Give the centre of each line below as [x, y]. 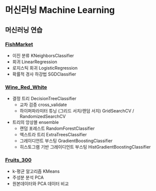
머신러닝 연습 [24, 30]
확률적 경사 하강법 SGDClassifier [44, 74]
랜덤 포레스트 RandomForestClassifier [57, 128]
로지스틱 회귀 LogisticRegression [45, 68]
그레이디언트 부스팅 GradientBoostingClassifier [66, 141]
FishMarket [19, 44]
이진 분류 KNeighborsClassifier [43, 55]
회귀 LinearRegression [35, 62]
